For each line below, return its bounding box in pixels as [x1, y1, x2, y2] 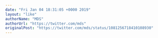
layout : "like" [5, 12, 37, 17]
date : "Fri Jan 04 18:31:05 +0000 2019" [5, 7, 91, 12]
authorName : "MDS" [5, 16, 44, 21]
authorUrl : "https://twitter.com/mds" [5, 21, 86, 26]
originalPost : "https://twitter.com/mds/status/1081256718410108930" [5, 26, 154, 31]
